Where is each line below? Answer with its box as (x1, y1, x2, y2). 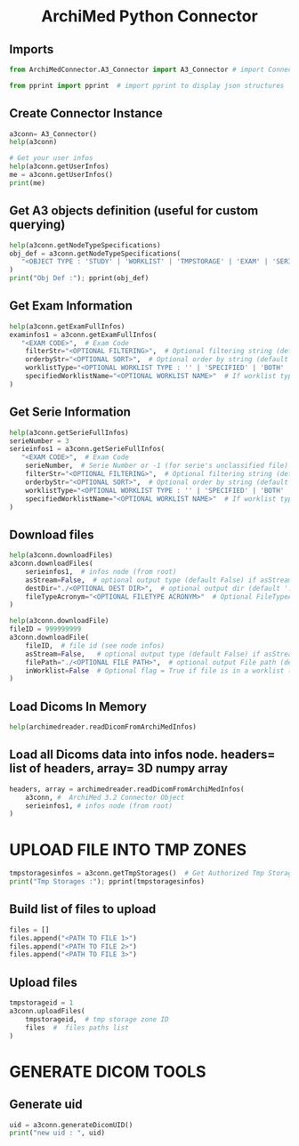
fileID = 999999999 (9, 625, 82, 634)
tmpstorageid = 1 (9, 998, 74, 1007)
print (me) (9, 178, 46, 188)
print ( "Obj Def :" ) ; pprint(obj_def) (9, 274, 149, 283)
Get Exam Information (9, 298, 133, 313)
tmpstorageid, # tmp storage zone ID (25, 1014, 169, 1024)
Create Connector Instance (9, 106, 163, 121)
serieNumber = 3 (9, 436, 69, 446)
